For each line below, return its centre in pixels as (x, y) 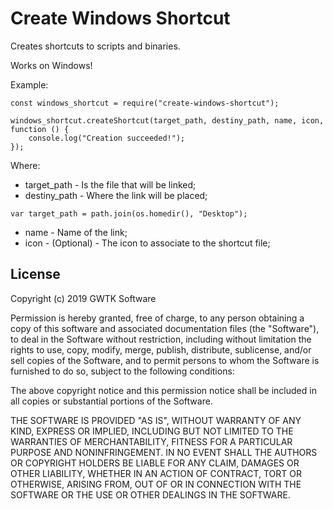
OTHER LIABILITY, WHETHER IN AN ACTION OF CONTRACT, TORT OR (156, 473)
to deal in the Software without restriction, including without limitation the (161, 339)
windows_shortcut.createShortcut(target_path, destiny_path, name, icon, (167, 120)
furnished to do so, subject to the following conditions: (122, 371)
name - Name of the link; (76, 232)
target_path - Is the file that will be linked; (110, 184)
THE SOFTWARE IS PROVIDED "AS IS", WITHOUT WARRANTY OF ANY (156, 420)
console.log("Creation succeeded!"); (107, 138)
